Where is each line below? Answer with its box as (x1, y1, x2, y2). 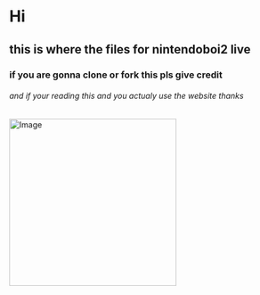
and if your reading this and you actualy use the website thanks (9, 91, 244, 102)
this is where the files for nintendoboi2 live (9, 42, 251, 57)
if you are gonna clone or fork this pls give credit (9, 69, 223, 81)
